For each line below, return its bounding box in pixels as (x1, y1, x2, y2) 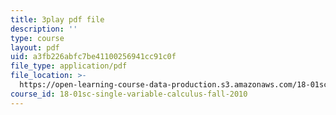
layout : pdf (10, 42, 60, 53)
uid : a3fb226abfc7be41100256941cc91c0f (10, 52, 177, 62)
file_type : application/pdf (10, 61, 128, 71)
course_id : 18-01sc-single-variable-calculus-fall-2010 (10, 89, 248, 99)
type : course (10, 33, 65, 43)
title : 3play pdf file (10, 14, 105, 25)
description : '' (10, 24, 78, 34)
